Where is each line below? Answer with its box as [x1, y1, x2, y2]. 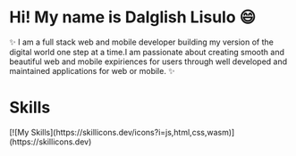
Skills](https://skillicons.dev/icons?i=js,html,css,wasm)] [30, 127, 235, 137]
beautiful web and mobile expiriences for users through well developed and [9, 56, 288, 67]
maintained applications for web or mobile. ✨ [9, 65, 175, 76]
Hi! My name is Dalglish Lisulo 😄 [9, 7, 257, 28]
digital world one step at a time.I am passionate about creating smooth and [9, 46, 284, 57]
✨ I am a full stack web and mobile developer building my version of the [9, 37, 275, 47]
